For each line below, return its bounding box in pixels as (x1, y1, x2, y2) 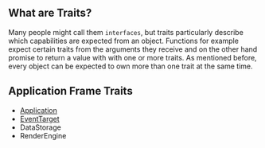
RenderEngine (19, 130, 67, 140)
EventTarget (19, 114, 60, 123)
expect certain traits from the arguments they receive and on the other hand (8, 44, 258, 54)
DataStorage (19, 123, 61, 132)
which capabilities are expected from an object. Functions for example (8, 36, 239, 45)
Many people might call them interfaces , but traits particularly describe (8, 27, 244, 37)
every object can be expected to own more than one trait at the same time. (8, 61, 253, 71)
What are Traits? (8, 6, 92, 20)
